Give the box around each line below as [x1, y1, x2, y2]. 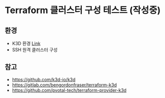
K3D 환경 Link [12, 41, 41, 46]
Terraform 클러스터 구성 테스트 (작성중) [5, 5, 161, 16]
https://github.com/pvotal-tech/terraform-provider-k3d [12, 87, 127, 93]
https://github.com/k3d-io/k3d [12, 76, 76, 82]
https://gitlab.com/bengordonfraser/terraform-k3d [12, 81, 117, 88]
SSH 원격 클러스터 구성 [12, 47, 58, 53]
